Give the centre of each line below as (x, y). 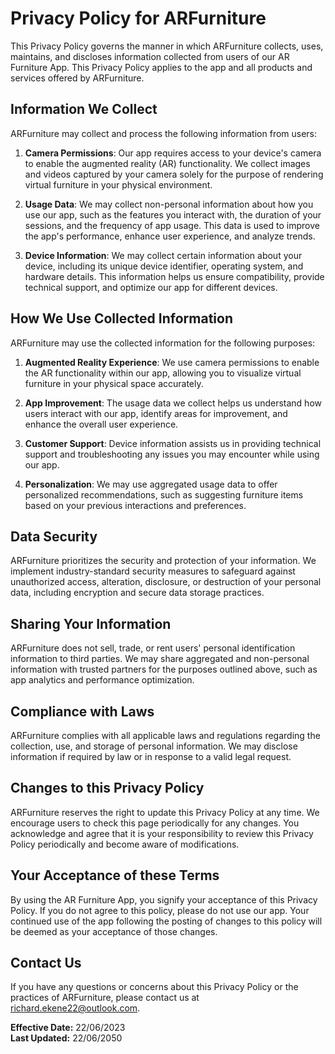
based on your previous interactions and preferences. (135, 505)
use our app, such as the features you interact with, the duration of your (173, 214)
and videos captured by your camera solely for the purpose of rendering (174, 174)
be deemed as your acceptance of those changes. (114, 931)
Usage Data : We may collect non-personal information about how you (169, 204)
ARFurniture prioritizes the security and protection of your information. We (163, 561)
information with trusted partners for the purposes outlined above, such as (164, 669)
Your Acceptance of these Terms (115, 875)
